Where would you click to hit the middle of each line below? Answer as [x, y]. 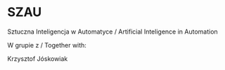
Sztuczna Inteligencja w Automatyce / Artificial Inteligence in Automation [112, 31]
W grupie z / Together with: [47, 45]
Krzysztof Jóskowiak [38, 58]
